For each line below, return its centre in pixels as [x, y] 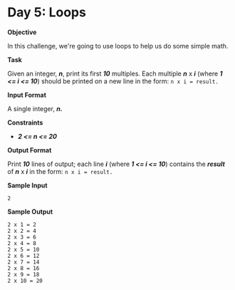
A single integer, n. [35, 108]
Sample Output [30, 212]
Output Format [30, 150]
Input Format [27, 95]
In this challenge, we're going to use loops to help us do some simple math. [118, 46]
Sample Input [27, 185]
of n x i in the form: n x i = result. [60, 171]
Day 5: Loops [47, 12]
